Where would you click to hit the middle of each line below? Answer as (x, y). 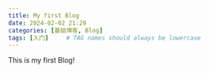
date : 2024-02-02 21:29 (47, 23)
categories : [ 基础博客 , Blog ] (55, 30)
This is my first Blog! (42, 60)
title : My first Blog (44, 15)
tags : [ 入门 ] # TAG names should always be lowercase (104, 38)
